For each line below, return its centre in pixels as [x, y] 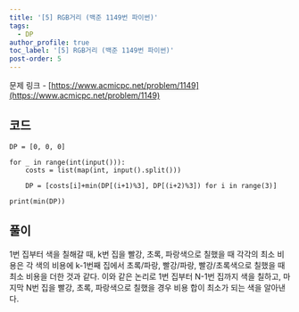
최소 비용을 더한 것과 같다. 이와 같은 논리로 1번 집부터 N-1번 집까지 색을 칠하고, [145, 276]
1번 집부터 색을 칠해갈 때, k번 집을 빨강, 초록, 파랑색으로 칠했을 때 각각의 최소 [142, 254]
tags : [19, 26]
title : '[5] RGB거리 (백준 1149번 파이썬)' [84, 17]
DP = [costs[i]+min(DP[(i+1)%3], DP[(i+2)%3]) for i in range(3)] [151, 185]
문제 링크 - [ [30, 85]
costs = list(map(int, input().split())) [103, 170]
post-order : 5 [36, 59]
